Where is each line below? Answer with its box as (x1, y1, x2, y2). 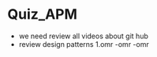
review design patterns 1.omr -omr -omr (18, 39, 149, 48)
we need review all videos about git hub (18, 31, 149, 41)
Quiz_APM (7, 5, 78, 23)
